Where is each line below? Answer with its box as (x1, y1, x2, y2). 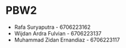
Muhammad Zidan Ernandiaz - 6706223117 (14, 36, 120, 43)
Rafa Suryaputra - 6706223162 (14, 23, 91, 31)
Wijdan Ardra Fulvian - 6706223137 (14, 29, 102, 37)
